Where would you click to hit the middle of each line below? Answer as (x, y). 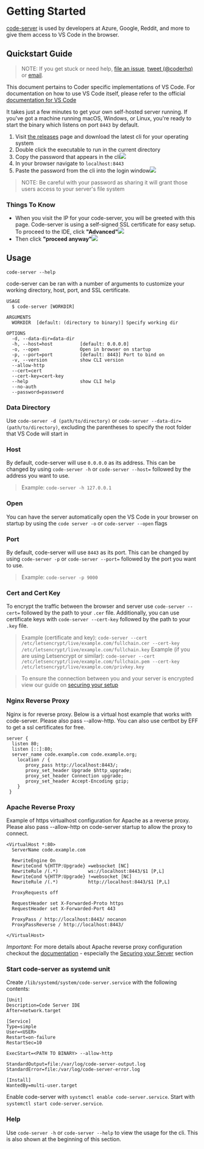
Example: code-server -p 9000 (60, 577)
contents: (18, 989)
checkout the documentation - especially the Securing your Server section (100, 953)
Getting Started (46, 11)
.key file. (17, 626)
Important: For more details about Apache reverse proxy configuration (94, 947)
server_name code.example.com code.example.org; (75, 754)
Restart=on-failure (31, 1038)
